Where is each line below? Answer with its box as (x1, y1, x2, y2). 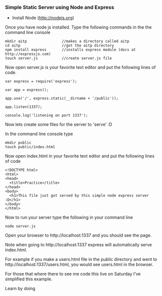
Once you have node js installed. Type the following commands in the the (5, 24, 152, 30)
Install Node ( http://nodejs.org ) (12, 15, 74, 21)
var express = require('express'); (5, 79, 77, 84)
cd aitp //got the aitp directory (5, 43, 114, 48)
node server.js (5, 224, 36, 229)
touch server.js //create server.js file (5, 56, 112, 61)
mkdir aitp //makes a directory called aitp (5, 39, 130, 44)
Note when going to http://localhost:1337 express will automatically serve (5, 242, 152, 248)
